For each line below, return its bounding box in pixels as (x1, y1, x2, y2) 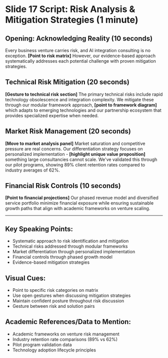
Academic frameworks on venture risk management (12, 331, 120, 337)
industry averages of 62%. (5, 167, 60, 173)
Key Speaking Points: (5, 225, 73, 233)
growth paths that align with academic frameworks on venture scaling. (5, 206, 150, 212)
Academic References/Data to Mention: (5, 317, 131, 326)
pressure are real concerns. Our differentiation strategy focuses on (5, 145, 143, 151)
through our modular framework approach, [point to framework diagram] (5, 102, 157, 108)
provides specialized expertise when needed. (5, 112, 99, 118)
